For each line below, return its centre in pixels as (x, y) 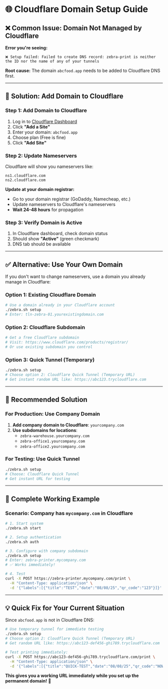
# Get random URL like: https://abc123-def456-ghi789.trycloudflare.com (82, 643)
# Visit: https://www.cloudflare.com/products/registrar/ (67, 342)
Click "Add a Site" (31, 126)
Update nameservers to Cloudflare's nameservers (64, 204)
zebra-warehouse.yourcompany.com (55, 436)
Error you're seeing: (26, 48)
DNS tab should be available (41, 244)
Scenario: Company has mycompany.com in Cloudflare (69, 513)
